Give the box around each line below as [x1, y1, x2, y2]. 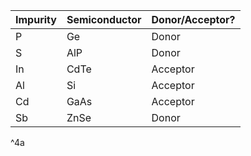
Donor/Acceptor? [151, 13, 236, 26]
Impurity [15, 13, 57, 26]
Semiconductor [66, 13, 142, 26]
